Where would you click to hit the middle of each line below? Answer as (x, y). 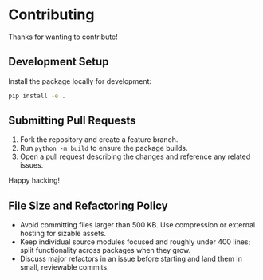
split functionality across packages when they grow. (105, 250)
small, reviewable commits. (64, 267)
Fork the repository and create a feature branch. (99, 140)
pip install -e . (37, 96)
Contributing (51, 15)
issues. (31, 165)
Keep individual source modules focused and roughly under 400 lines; (135, 242)
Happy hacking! (34, 180)
